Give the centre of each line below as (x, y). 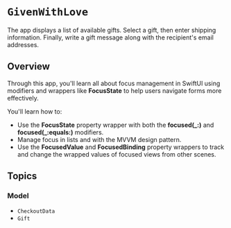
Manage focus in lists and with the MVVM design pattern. (99, 139)
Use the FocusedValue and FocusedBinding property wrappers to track (121, 147)
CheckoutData (36, 211)
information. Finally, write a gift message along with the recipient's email (110, 37)
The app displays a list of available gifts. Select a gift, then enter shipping (112, 30)
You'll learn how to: (35, 111)
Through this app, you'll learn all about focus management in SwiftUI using (114, 83)
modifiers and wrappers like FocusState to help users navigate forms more (114, 90)
